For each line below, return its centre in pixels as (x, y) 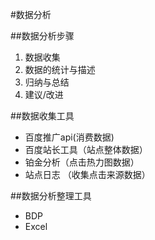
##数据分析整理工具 (51, 196)
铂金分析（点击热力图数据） (82, 162)
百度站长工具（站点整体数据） (86, 149)
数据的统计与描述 (60, 69)
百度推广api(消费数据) (69, 137)
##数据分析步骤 (42, 36)
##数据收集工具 (42, 116)
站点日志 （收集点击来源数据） (87, 174)
